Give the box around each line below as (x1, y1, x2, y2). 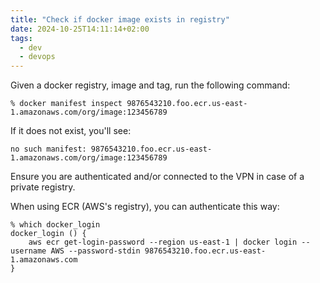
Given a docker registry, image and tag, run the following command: (10, 79, 291, 91)
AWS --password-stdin (50, 246, 141, 256)
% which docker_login (10, 220, 101, 230)
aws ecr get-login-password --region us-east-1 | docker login (28, 237, 298, 248)
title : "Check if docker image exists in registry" (10, 14, 230, 25)
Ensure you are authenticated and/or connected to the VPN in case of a (10, 171, 305, 183)
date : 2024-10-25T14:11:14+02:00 (10, 24, 150, 34)
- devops (19, 52, 56, 62)
